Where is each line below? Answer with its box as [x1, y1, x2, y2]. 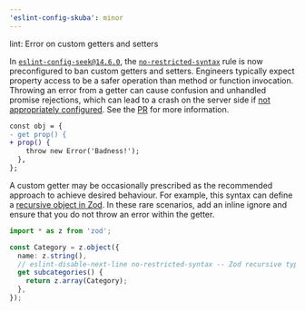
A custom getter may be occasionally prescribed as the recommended [9, 180, 273, 190]
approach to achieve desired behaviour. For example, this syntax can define [9, 190, 293, 200]
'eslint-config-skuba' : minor [9, 13, 124, 23]
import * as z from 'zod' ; [9, 226, 112, 236]
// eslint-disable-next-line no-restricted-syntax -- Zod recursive [17, 259, 282, 268]
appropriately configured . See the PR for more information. [9, 103, 230, 114]
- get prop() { [9, 130, 67, 139]
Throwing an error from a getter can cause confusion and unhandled [9, 84, 267, 95]
